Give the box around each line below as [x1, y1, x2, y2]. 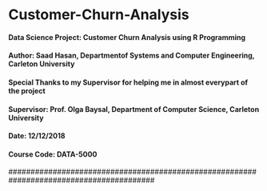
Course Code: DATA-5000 [8, 149, 98, 159]
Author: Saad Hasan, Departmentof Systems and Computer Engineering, [8, 50, 255, 61]
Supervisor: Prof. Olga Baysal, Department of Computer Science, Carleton [8, 104, 260, 113]
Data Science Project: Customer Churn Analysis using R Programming [8, 32, 246, 42]
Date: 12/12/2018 [8, 131, 66, 141]
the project [8, 86, 46, 95]
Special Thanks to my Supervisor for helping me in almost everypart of [8, 78, 249, 87]
